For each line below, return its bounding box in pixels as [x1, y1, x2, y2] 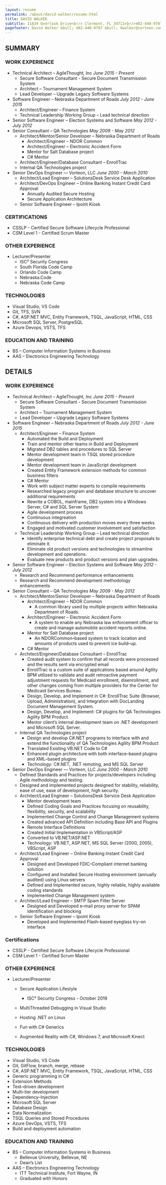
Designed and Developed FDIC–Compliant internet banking [27, 861, 147, 867]
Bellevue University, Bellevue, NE [19, 1154, 87, 1160]
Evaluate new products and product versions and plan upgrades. [27, 556, 159, 562]
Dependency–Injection [12, 1094, 58, 1100]
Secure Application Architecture [27, 196, 92, 202]
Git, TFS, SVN [12, 308, 41, 314]
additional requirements [27, 493, 76, 499]
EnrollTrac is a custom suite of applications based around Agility [27, 667, 158, 673]
